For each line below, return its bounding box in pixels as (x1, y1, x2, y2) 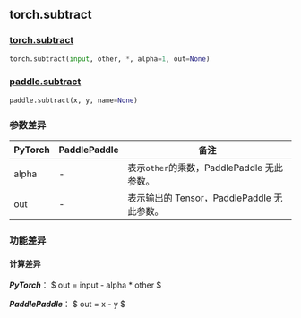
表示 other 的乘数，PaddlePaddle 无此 (127, 161, 284, 174)
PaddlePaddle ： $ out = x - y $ (9, 299, 125, 310)
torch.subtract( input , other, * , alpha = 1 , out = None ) (9, 54, 211, 64)
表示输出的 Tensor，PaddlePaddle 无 (127, 192, 283, 204)
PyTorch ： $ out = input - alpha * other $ (9, 279, 162, 290)
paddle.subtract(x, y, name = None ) (9, 96, 139, 105)
